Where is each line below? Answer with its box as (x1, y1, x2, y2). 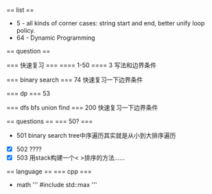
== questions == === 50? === (6, 117, 93, 125)
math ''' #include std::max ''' (16, 181, 97, 189)
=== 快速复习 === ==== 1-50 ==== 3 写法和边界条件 (6, 61, 157, 69)
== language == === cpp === (6, 167, 92, 175)
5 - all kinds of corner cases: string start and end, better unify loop (16, 19, 205, 27)
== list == (6, 6, 34, 14)
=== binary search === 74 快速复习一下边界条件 (6, 75, 143, 84)
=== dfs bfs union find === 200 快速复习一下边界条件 (6, 104, 158, 112)
